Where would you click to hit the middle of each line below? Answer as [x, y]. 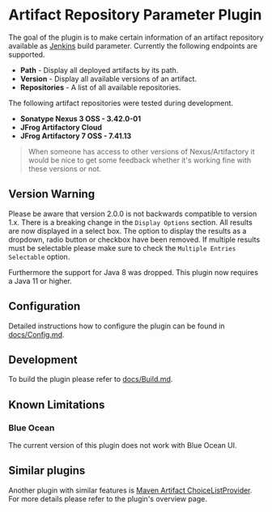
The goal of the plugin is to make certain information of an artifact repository [136, 37]
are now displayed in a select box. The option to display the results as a [127, 231]
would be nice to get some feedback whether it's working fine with [140, 160]
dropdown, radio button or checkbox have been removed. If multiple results [134, 239]
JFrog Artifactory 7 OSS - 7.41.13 [76, 136]
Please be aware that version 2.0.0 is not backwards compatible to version [133, 214]
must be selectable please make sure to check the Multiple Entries [122, 248]
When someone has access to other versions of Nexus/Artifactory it [141, 151]
